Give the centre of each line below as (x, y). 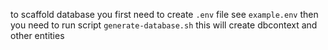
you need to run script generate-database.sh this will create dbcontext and (164, 25)
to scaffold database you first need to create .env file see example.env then (164, 14)
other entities (37, 35)
